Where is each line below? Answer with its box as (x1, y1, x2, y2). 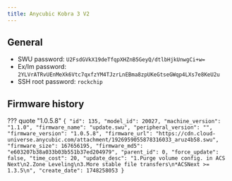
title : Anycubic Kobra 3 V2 (7, 10, 90, 18)
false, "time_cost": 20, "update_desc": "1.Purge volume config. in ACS (7, 155, 226, 162)
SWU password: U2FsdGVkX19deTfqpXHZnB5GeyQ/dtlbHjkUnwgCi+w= (17, 55, 206, 63)
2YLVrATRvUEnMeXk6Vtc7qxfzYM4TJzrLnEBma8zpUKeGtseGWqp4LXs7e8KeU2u (17, 71, 220, 78)
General (7, 37, 44, 49)
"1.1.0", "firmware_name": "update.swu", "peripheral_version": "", (7, 124, 213, 131)
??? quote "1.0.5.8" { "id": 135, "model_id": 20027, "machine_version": (7, 117, 221, 125)
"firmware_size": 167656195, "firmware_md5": (7, 142, 143, 150)
